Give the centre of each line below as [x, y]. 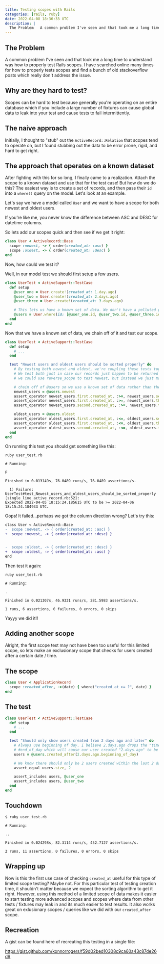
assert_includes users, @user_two [49, 781]
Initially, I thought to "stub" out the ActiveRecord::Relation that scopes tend [82, 140]
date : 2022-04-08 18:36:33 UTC [37, 19]
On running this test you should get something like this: [61, 446]
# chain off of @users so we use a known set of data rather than [83, 387]
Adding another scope [40, 634]
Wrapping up [25, 866]
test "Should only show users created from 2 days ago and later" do [82, 741]
